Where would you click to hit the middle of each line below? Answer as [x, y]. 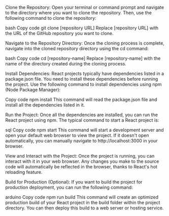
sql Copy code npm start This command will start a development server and [84, 130]
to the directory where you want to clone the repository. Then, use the [79, 13]
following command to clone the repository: [51, 18]
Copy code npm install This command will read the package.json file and [81, 99]
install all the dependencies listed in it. [45, 105]
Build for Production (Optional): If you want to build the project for [74, 182]
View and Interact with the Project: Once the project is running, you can [80, 156]
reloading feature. [24, 172]
